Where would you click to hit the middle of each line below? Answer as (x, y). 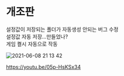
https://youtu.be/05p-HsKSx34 (43, 67)
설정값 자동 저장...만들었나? (37, 36)
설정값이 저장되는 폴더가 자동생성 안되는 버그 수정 (62, 29)
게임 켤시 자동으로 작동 (32, 44)
